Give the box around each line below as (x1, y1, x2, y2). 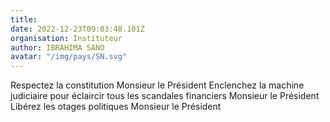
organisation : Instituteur (10, 33, 123, 43)
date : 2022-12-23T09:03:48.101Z (10, 24, 145, 34)
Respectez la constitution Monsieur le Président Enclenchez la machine (10, 79, 305, 91)
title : (10, 14, 38, 25)
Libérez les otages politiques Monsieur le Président (10, 101, 222, 113)
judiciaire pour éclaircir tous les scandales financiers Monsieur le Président (10, 90, 320, 102)
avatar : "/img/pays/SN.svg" (10, 52, 128, 62)
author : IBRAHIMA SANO (10, 42, 105, 53)
